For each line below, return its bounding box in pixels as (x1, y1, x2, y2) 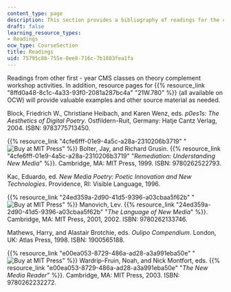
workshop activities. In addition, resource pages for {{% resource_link (7, 81, 205, 90)
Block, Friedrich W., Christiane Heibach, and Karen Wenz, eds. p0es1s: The (7, 109, 220, 117)
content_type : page (7, 10, 63, 17)
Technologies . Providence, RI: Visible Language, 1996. (7, 180, 161, 188)
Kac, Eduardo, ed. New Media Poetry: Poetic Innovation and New (7, 172, 192, 180)
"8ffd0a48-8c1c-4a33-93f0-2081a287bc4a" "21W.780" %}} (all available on (7, 88, 223, 96)
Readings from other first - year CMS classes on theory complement (7, 74, 201, 82)
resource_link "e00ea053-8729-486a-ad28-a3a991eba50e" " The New (7, 263, 208, 272)
